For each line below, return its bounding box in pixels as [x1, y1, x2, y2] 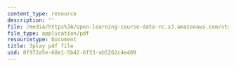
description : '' [7, 17, 55, 24]
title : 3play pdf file [7, 43, 74, 50]
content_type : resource [7, 10, 77, 17]
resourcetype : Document [7, 36, 77, 43]
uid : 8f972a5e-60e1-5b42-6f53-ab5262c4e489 [7, 50, 137, 57]
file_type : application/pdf [7, 29, 90, 37]
